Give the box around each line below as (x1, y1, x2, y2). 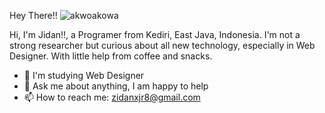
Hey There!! (9, 10, 58, 21)
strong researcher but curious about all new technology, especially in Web (9, 40, 316, 51)
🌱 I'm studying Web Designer (23, 70, 145, 81)
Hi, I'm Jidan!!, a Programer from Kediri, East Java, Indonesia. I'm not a (9, 29, 301, 40)
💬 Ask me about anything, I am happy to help (23, 80, 209, 92)
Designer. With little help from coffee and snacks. (9, 50, 213, 62)
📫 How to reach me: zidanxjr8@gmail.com (23, 91, 201, 103)
